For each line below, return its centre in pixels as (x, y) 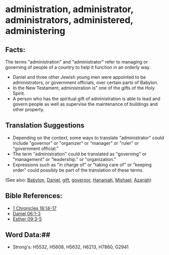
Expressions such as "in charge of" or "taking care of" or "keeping (82, 165)
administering (35, 31)
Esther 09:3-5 (27, 219)
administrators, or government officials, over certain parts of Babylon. (86, 83)
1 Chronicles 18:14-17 (35, 208)
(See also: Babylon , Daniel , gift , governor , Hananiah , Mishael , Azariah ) (78, 180)
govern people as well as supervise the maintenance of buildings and (85, 104)
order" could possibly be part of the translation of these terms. (78, 170)
